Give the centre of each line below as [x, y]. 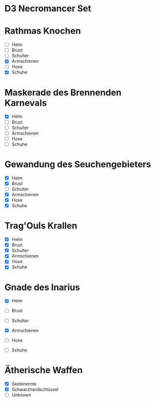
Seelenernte [24, 384]
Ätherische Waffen [44, 370]
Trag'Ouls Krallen [41, 226]
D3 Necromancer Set [48, 9]
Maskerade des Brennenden [63, 93]
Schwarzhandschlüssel [35, 389]
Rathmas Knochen [43, 31]
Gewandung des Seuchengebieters [78, 164]
